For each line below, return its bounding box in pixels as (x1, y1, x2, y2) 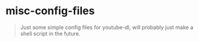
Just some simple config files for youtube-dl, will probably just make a (20, 24, 194, 31)
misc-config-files (5, 4, 95, 18)
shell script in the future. (20, 30, 81, 37)
